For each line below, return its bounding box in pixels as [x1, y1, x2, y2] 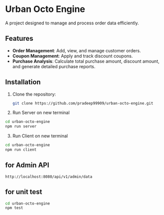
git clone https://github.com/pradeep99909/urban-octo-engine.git [12, 101, 154, 106]
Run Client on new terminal [12, 133, 68, 139]
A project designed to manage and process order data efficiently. [5, 20, 139, 26]
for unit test [5, 188, 42, 196]
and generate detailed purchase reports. [12, 63, 96, 69]
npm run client [5, 147, 37, 152]
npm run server [5, 124, 37, 129]
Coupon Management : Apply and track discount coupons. [12, 53, 133, 59]
